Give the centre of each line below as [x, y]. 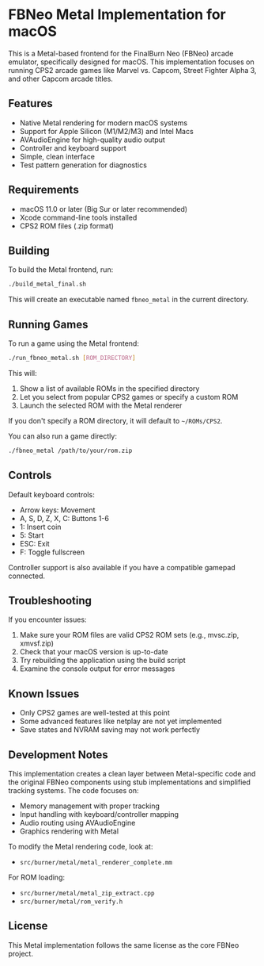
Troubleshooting [50, 601]
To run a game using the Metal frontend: [74, 343]
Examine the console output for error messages [97, 669]
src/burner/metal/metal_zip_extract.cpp [87, 894]
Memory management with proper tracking [90, 806]
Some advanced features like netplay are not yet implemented [121, 721]
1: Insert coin [40, 527]
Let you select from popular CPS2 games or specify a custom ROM [129, 397]
